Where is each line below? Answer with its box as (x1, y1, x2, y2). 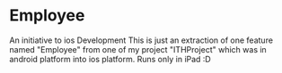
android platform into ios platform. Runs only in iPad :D (9, 53, 211, 64)
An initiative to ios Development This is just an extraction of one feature (9, 35, 274, 45)
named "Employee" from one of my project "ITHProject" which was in (9, 44, 267, 54)
